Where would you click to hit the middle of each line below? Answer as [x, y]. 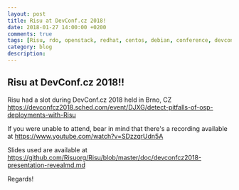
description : [27, 54]
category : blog [30, 47]
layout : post [27, 14]
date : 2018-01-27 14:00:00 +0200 [57, 27]
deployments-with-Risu [42, 115]
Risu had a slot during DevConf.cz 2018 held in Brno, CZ [90, 100]
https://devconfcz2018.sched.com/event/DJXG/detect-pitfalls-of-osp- [110, 107]
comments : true [30, 34]
